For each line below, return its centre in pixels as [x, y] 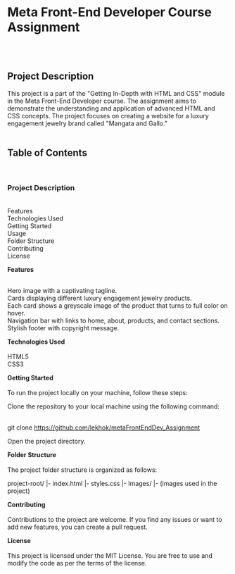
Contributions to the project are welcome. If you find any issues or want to [115, 519]
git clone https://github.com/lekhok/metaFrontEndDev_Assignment [104, 428]
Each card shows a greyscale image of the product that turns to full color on [118, 305]
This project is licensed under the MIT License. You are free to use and [110, 555]
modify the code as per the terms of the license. [77, 563]
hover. [17, 313]
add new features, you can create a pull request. [77, 527]
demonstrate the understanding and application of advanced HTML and [112, 108]
